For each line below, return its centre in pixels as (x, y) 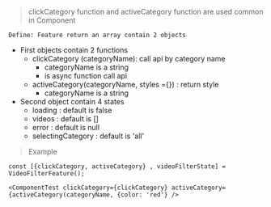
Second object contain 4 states (72, 101)
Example (43, 152)
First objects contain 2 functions (74, 50)
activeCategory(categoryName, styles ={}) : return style (125, 84)
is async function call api (86, 76)
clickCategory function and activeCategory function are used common (146, 12)
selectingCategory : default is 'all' (88, 136)
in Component (52, 20)
